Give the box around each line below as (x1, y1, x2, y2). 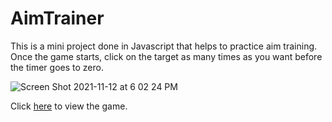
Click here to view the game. (10, 100, 128, 112)
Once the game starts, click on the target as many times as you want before (10, 50, 323, 62)
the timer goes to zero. (10, 61, 104, 73)
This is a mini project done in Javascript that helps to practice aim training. (10, 40, 318, 52)
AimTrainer (10, 7, 105, 30)
